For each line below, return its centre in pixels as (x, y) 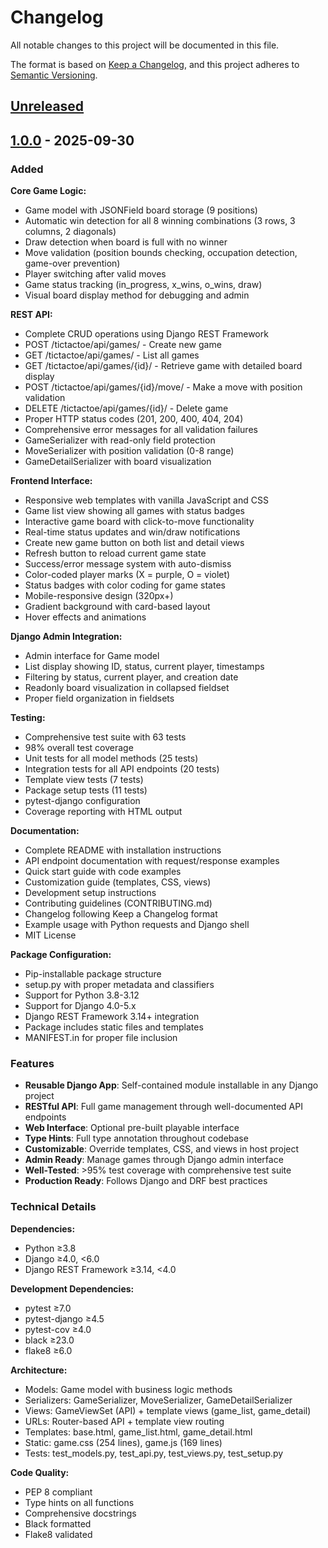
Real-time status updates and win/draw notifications (132, 532)
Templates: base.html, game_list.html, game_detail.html (138, 1432)
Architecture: (39, 1370)
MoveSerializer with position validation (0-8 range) (129, 451)
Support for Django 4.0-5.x (80, 1006)
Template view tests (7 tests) (84, 780)
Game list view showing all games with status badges (134, 511)
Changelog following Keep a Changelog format (121, 914)
